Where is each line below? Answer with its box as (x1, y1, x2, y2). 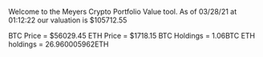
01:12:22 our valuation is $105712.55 (8, 15, 127, 25)
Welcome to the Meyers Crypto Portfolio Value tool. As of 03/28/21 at (8, 7, 237, 16)
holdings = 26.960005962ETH (8, 39, 110, 49)
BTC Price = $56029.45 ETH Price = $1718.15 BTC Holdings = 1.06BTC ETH (8, 31, 255, 40)
